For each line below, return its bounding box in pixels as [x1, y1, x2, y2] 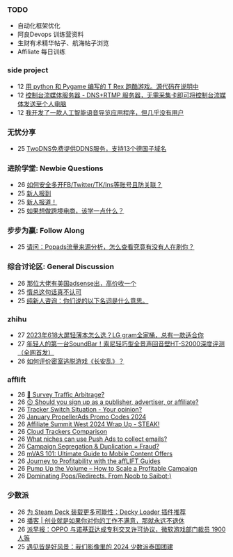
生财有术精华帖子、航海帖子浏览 [17, 39, 109, 47]
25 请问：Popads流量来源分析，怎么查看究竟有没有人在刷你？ [17, 243, 195, 251]
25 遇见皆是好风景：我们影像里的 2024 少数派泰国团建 [17, 542, 174, 551]
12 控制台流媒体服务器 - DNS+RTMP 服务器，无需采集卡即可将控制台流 [17, 90, 220, 99]
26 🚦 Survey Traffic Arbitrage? [17, 391, 105, 399]
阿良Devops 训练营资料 [17, 30, 84, 39]
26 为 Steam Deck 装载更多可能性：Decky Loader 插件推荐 [17, 508, 186, 516]
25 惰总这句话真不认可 [17, 287, 82, 296]
